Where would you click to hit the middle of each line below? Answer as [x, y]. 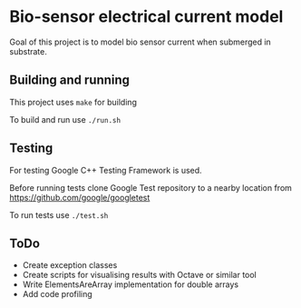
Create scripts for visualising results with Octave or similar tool [139, 275]
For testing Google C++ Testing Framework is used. [106, 170]
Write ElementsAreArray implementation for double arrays [130, 284]
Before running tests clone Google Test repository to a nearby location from [151, 187]
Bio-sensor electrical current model [146, 17]
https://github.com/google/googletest [80, 197]
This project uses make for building [73, 102]
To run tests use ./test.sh [59, 214]
